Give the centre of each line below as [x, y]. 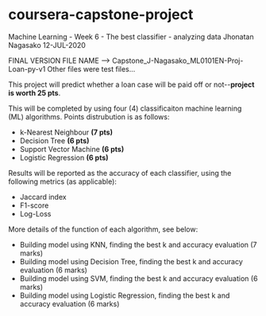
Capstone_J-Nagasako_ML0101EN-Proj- [178, 60]
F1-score [34, 205]
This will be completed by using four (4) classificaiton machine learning [125, 108]
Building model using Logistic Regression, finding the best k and [125, 295]
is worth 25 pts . [35, 92]
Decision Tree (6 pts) [54, 140]
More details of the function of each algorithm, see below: [103, 229]
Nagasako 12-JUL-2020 [47, 45]
